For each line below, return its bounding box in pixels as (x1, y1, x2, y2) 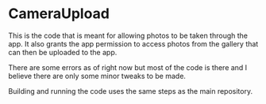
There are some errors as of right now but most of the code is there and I (8, 62, 248, 72)
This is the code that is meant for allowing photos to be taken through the (8, 31, 249, 40)
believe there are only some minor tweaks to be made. (8, 71, 187, 80)
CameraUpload (8, 5, 110, 23)
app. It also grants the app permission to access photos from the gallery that (8, 39, 259, 48)
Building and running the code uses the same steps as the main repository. (8, 86, 253, 95)
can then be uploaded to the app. (8, 47, 118, 57)
